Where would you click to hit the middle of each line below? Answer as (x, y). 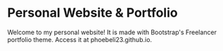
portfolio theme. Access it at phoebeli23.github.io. (80, 39)
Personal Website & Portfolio (93, 13)
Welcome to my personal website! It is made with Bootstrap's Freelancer (112, 32)
